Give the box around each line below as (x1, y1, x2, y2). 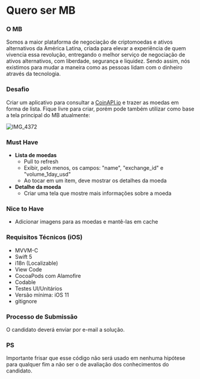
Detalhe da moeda (14, 184, 61, 191)
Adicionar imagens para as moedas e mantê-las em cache (14, 218, 158, 225)
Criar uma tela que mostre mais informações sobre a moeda (23, 189, 172, 197)
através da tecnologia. (6, 70, 61, 78)
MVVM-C (14, 246, 39, 254)
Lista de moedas (14, 152, 57, 159)
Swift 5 (14, 253, 33, 260)
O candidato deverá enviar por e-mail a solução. (6, 326, 125, 333)
